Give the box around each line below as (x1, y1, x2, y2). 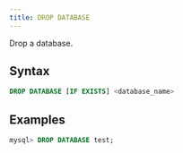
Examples (9, 112, 65, 127)
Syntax (9, 64, 50, 79)
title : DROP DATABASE (9, 13, 91, 22)
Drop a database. (9, 38, 74, 48)
